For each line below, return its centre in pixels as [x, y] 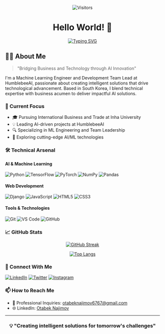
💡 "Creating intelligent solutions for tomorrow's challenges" [82, 326]
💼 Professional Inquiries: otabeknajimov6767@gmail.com [70, 303]
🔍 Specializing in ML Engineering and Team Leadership [69, 130]
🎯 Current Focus [25, 106]
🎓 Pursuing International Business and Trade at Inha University [77, 117]
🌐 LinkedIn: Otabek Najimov [41, 308]
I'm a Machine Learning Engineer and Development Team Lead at [71, 78]
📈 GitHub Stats [24, 232]
